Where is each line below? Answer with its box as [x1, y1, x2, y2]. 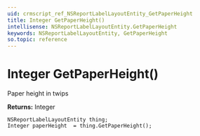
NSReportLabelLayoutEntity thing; [7, 116, 109, 123]
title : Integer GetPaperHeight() [7, 17, 105, 24]
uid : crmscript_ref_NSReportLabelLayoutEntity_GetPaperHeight [7, 10, 193, 17]
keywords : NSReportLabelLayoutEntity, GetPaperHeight [7, 29, 168, 37]
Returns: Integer [7, 103, 55, 112]
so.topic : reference [7, 36, 68, 43]
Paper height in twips [7, 89, 69, 98]
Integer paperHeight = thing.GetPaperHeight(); [7, 123, 152, 130]
